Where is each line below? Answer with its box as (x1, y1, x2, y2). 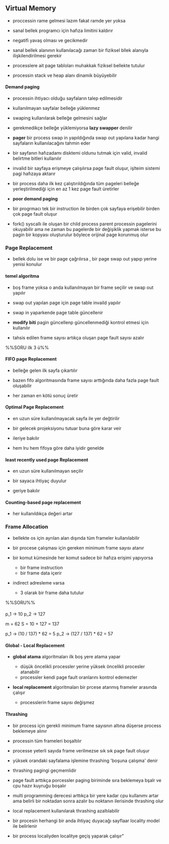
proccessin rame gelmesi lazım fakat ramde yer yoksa (12, 17, 126, 23)
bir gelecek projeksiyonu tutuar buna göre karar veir (12, 425, 122, 431)
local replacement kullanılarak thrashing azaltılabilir (12, 807, 120, 813)
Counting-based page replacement (5, 499, 81, 505)
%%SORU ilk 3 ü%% (5, 344, 49, 351)
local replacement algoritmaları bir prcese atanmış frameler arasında (12, 684, 157, 690)
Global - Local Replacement (5, 642, 65, 648)
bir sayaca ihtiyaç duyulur (12, 478, 67, 484)
